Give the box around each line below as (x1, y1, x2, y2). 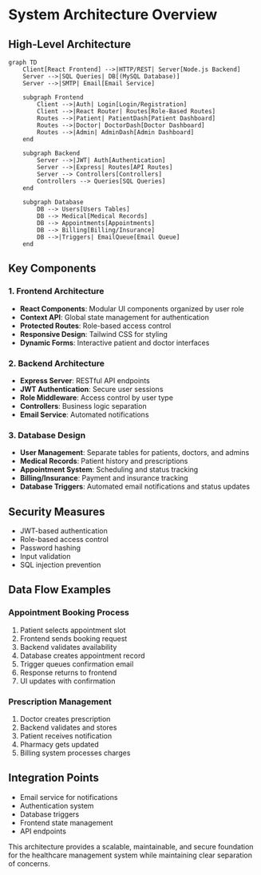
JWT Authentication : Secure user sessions (19, 384, 164, 394)
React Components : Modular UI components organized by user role (19, 303, 245, 313)
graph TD (8, 58, 38, 66)
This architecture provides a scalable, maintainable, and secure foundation (8, 841, 254, 851)
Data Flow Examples (8, 583, 112, 596)
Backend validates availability (19, 642, 117, 651)
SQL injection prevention (19, 560, 101, 570)
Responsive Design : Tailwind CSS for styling (19, 329, 168, 339)
